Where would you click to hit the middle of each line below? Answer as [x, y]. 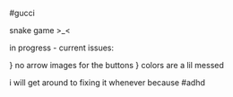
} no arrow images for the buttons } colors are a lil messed [116, 65]
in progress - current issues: [62, 48]
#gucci [22, 13]
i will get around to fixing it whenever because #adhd [108, 83]
